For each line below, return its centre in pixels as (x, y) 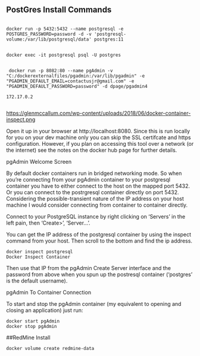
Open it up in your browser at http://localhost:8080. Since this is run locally (98, 131)
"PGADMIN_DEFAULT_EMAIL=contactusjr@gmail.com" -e (70, 81)
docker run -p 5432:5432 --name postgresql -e (65, 29)
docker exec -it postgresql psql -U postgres (63, 55)
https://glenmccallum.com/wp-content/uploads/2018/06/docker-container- (99, 113)
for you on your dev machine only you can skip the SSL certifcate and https (99, 137)
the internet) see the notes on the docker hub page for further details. (92, 150)
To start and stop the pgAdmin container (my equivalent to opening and (94, 303)
